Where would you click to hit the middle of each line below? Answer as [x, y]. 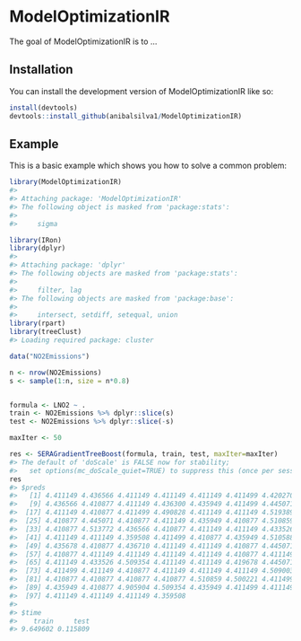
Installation [41, 70]
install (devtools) [43, 108]
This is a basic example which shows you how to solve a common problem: [148, 166]
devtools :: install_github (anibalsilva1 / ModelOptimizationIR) [126, 116]
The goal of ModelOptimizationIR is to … [83, 41]
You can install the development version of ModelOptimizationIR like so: [142, 91]
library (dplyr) [38, 249]
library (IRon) [36, 240]
